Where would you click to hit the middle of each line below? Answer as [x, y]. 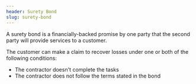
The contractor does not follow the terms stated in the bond [88, 76]
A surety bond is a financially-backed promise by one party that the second [98, 34]
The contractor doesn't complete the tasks [67, 69]
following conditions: [32, 58]
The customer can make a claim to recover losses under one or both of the [97, 51]
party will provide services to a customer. [57, 40]
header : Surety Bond [32, 12]
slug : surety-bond [29, 17]
